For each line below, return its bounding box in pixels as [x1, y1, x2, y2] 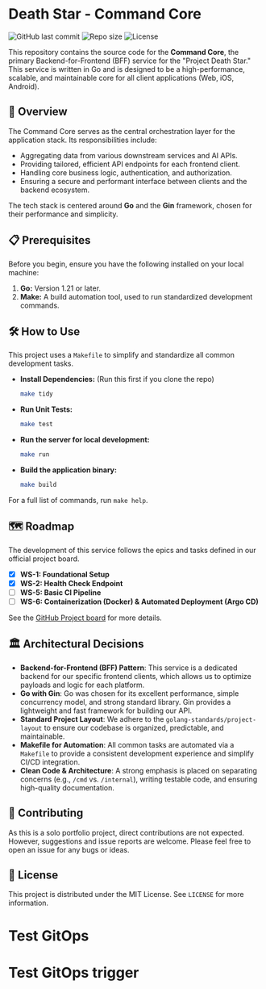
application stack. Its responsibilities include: [8, 135, 157, 145]
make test [19, 421, 54, 429]
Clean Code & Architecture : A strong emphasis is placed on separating [19, 765, 258, 775]
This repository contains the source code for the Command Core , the [8, 47, 239, 57]
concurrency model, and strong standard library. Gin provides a [19, 697, 231, 706]
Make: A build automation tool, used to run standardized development [19, 291, 253, 301]
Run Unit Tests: [19, 404, 73, 414]
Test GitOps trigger [8, 963, 139, 982]
